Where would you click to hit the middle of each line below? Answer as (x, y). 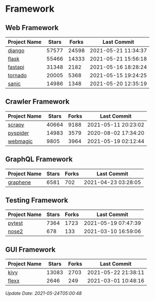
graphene (20, 182)
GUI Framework (31, 249)
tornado (17, 75)
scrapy (16, 124)
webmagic (20, 141)
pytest (15, 223)
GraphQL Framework (39, 159)
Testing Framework (37, 200)
